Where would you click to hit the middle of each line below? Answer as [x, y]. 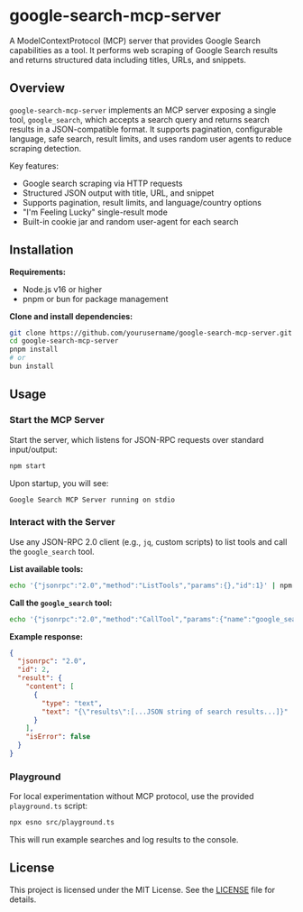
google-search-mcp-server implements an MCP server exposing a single [143, 110]
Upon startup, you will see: [59, 483]
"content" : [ [50, 686]
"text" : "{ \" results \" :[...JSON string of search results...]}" [165, 712]
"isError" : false [58, 737]
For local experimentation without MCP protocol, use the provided [132, 797]
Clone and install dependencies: [71, 316]
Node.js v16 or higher [62, 289]
